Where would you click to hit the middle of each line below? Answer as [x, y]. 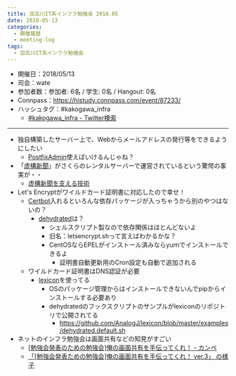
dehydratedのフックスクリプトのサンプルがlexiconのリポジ [134, 306]
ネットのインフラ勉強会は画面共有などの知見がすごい [94, 339]
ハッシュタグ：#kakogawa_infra [64, 109]
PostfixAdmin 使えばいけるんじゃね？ [81, 157]
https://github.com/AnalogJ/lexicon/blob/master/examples [144, 323]
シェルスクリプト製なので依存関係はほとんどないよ [123, 227]
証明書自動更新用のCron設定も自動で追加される [128, 262]
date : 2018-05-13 [33, 20]
